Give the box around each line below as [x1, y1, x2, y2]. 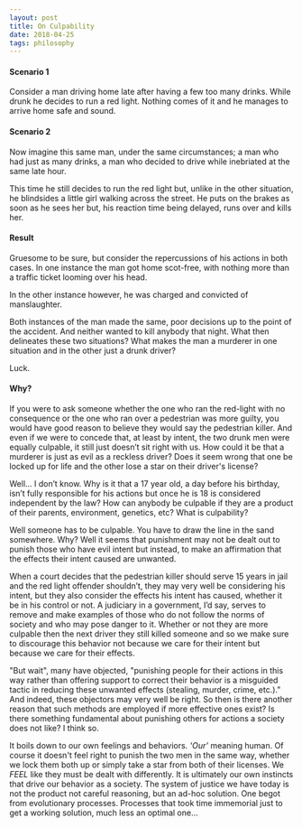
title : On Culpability [9, 22, 95, 31]
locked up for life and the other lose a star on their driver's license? [9, 461, 259, 472]
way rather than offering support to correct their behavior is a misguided [9, 674, 279, 686]
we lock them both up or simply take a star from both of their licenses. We [9, 759, 284, 770]
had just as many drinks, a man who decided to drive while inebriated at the [9, 155, 290, 167]
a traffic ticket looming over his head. [9, 272, 148, 283]
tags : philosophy [9, 38, 75, 48]
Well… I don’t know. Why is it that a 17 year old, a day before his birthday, [9, 479, 280, 489]
